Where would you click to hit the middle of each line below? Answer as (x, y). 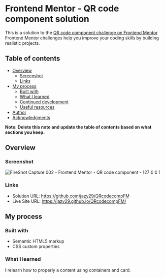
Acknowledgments (31, 117)
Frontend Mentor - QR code (62, 9)
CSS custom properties (36, 247)
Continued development (44, 102)
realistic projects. (23, 43)
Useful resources (37, 107)
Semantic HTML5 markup (38, 241)
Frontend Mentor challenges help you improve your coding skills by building (82, 38)
